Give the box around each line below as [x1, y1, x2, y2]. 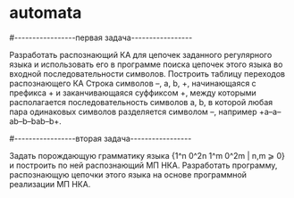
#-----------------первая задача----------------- [9, 32, 193, 43]
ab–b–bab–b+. [9, 115, 63, 127]
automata [9, 3, 82, 23]
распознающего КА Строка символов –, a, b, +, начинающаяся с [9, 78, 256, 88]
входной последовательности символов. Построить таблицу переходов [9, 68, 286, 78]
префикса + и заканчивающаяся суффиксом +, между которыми [9, 87, 256, 98]
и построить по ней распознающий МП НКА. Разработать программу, [9, 160, 278, 170]
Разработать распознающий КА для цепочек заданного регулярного [9, 49, 273, 60]
